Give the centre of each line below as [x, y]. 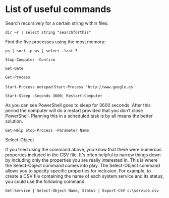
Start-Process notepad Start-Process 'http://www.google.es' [70, 87]
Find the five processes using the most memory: [55, 42]
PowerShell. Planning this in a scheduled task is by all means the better [79, 116]
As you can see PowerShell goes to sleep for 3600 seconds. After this [78, 105]
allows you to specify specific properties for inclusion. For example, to [78, 171]
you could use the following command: [45, 181]
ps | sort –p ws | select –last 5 [42, 51]
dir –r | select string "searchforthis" [48, 32]
